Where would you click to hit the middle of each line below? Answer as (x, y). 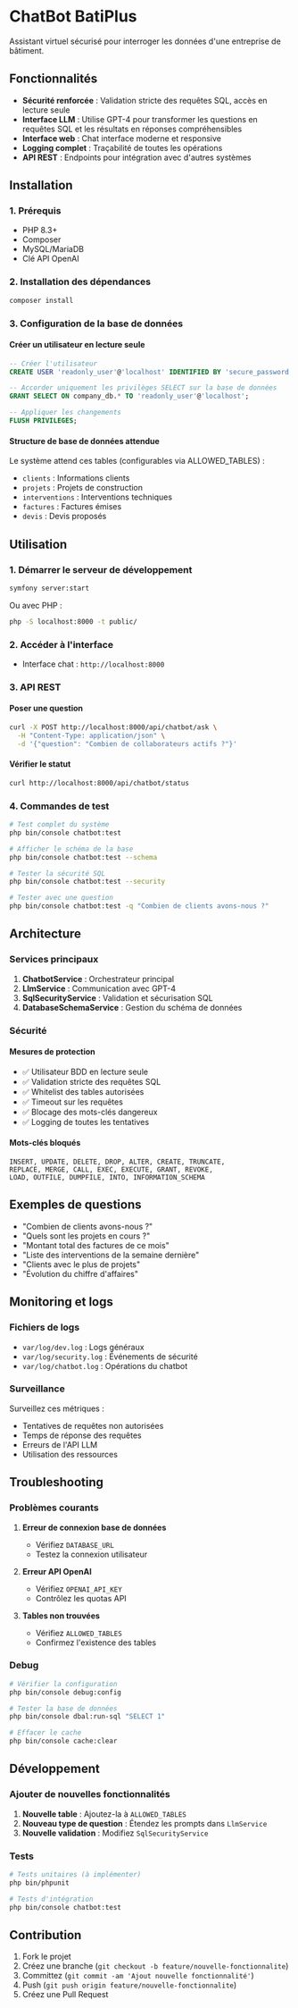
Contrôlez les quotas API (81, 1598)
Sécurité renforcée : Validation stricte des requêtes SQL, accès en (145, 100)
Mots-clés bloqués (45, 1143)
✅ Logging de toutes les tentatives (86, 1122)
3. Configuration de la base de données (96, 323)
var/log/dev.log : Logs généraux (83, 1347)
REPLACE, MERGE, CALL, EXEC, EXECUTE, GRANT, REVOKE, (112, 1170)
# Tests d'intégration (51, 1899)
